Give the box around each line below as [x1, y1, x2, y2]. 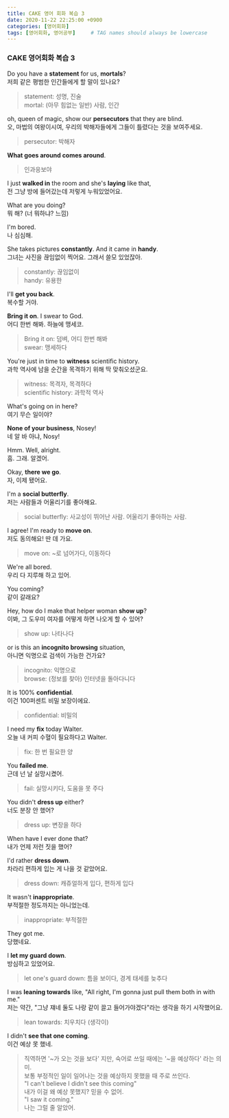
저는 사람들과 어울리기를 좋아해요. [7, 498, 97, 506]
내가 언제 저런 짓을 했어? [7, 842, 73, 851]
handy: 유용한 [23, 276, 62, 284]
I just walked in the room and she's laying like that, [7, 179, 152, 187]
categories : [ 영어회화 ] [7, 23, 70, 30]
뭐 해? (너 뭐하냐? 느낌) [7, 209, 69, 217]
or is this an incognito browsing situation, [7, 643, 125, 651]
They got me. [7, 929, 45, 937]
